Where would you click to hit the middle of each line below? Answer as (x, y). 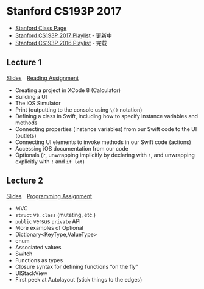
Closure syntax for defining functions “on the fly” (76, 266)
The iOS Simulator (38, 103)
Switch (24, 254)
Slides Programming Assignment (49, 196)
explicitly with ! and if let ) (50, 161)
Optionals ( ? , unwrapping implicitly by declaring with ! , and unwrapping (105, 155)
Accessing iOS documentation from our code (72, 148)
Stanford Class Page (41, 28)
